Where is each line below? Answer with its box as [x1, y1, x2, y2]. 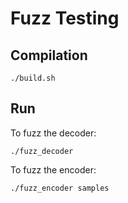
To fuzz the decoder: [10, 127, 97, 139]
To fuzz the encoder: [10, 163, 97, 176]
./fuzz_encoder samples [10, 183, 110, 193]
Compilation [10, 47, 88, 64]
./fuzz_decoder [10, 146, 74, 156]
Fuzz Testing [10, 7, 120, 30]
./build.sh [10, 73, 56, 83]
